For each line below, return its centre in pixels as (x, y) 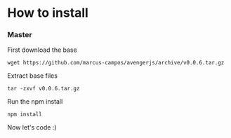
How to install (48, 13)
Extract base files (33, 76)
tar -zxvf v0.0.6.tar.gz (44, 89)
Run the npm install (35, 102)
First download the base (42, 50)
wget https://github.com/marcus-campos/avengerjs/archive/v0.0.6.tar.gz (116, 63)
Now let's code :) (32, 127)
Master (20, 35)
